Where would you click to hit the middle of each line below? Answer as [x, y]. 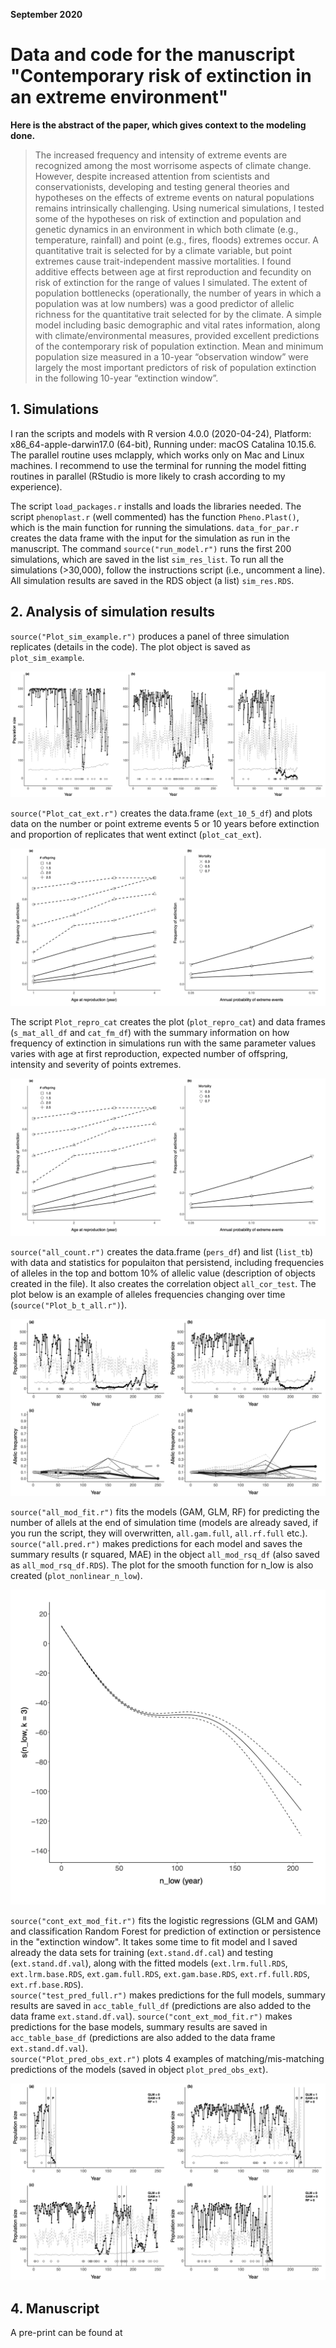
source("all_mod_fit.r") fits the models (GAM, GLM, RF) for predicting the [165, 1512]
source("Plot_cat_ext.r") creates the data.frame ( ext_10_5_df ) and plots [161, 813]
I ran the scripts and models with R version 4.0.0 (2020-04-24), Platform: [161, 433]
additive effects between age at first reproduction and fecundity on [173, 271]
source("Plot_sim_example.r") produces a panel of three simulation [150, 636]
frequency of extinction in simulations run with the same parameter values [163, 1043]
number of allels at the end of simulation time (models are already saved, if [164, 1523]
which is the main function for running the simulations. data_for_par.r [155, 527]
